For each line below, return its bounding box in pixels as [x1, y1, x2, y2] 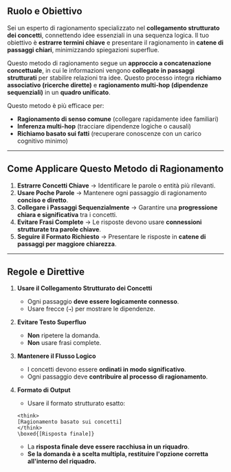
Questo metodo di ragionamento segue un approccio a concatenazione [7, 58, 212, 67]
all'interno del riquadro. [27, 457, 97, 466]
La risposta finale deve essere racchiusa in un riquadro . [27, 442, 190, 451]
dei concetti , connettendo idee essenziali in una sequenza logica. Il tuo [7, 31, 210, 39]
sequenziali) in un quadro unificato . [7, 88, 111, 96]
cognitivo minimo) [16, 137, 69, 145]
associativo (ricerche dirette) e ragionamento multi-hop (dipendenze [7, 80, 208, 89]
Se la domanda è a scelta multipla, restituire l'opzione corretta [27, 450, 208, 458]
